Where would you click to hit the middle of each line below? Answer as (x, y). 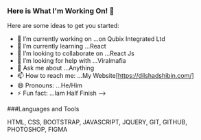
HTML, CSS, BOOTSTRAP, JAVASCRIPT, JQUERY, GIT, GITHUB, (97, 122)
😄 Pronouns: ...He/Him (50, 85)
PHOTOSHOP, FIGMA (37, 130)
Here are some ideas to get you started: (63, 26)
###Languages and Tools (43, 109)
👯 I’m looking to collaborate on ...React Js (76, 53)
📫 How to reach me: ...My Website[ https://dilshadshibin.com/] (105, 76)
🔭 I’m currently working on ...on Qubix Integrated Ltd (91, 39)
